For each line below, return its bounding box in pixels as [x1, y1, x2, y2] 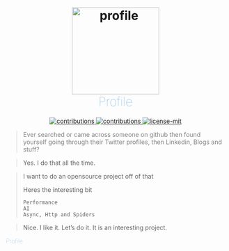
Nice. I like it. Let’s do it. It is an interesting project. [22, 223, 168, 232]
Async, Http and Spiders [22, 211, 95, 218]
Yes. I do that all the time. [22, 159, 96, 167]
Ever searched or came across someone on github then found [22, 130, 201, 138]
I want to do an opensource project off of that [22, 172, 154, 180]
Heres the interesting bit [22, 185, 93, 194]
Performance [22, 199, 58, 206]
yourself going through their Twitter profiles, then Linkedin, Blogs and [22, 138, 223, 146]
